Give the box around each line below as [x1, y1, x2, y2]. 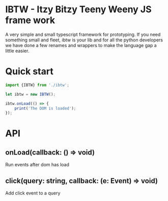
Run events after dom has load [5, 162, 70, 168]
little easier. [5, 48, 30, 54]
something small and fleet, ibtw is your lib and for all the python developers [5, 37, 163, 43]
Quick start [5, 65, 53, 77]
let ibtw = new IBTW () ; [5, 92, 56, 97]
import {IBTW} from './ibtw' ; [5, 82, 70, 87]
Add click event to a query [5, 190, 61, 196]
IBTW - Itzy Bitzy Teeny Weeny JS [5, 4, 152, 15]
